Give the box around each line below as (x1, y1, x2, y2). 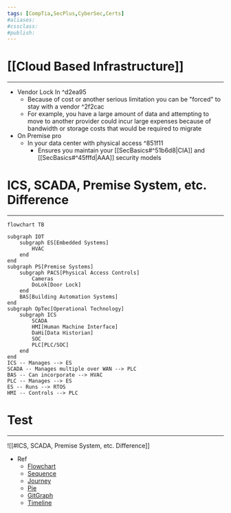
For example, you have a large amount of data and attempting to (27, 110, 210, 118)
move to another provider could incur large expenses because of (27, 117, 212, 126)
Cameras (32, 275, 54, 282)
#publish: (7, 29, 36, 36)
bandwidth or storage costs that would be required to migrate (27, 124, 202, 133)
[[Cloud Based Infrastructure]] (7, 59, 184, 74)
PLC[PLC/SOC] (32, 341, 69, 349)
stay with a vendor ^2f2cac (27, 102, 104, 111)
